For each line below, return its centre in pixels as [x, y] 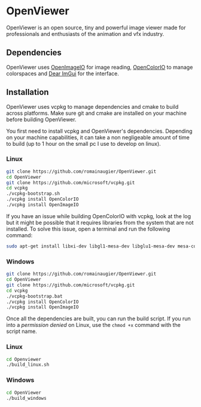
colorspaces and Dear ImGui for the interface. [63, 74]
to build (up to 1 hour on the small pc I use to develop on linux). [84, 143]
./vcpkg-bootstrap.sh [33, 194]
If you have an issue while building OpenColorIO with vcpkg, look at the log [99, 216]
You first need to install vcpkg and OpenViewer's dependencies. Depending [99, 131]
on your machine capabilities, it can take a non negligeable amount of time [98, 137]
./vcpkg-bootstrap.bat [34, 296]
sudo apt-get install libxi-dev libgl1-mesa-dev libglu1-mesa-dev [91, 246]
